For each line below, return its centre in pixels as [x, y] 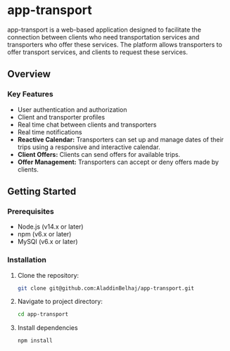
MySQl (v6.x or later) [48, 242]
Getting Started [42, 192]
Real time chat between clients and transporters [87, 125]
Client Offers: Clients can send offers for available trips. [99, 154]
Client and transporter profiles [61, 117]
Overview [29, 74]
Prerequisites [31, 211]
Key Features [31, 94]
